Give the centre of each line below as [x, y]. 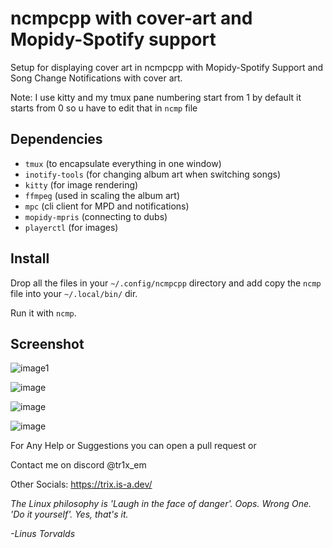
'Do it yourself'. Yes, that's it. [69, 514]
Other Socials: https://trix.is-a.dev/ [81, 484]
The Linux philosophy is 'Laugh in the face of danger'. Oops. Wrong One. [161, 504]
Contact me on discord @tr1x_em [78, 465]
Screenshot [47, 343]
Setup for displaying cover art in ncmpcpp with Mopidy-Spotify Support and [167, 67]
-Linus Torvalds [43, 534]
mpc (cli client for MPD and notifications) [107, 206]
